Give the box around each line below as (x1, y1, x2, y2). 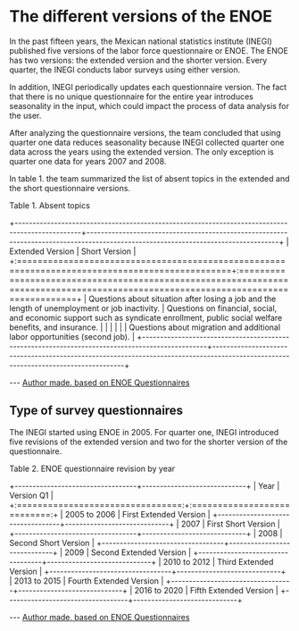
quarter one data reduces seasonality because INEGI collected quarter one (9, 137, 285, 147)
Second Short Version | (9, 537, 96, 548)
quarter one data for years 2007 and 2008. (9, 156, 167, 166)
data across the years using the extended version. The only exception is (9, 146, 274, 157)
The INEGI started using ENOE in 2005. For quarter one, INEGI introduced (9, 426, 279, 437)
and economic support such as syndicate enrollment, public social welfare (9, 312, 283, 323)
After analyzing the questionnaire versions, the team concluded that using (9, 127, 281, 138)
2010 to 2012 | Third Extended (162, 556, 274, 567)
